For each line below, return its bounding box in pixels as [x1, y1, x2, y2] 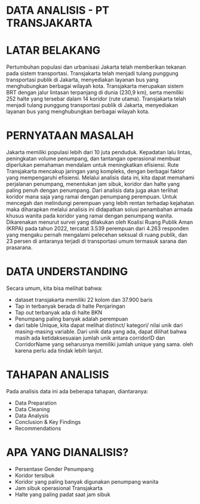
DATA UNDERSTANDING [6, 265, 128, 279]
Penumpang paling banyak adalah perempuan [14, 315, 128, 322]
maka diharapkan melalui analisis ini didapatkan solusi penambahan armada [6, 206, 193, 213]
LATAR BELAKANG [6, 44, 101, 57]
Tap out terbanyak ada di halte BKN [14, 309, 103, 316]
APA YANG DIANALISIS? [6, 446, 129, 459]
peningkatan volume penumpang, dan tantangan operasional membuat [6, 155, 181, 162]
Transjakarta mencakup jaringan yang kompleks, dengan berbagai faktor [6, 168, 185, 175]
